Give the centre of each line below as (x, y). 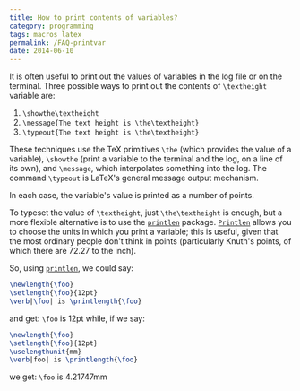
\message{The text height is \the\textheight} (111, 123)
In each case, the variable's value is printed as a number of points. (132, 195)
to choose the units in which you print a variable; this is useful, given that (144, 232)
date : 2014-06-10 (42, 51)
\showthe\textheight (60, 114)
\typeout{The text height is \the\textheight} (111, 133)
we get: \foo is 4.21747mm (58, 377)
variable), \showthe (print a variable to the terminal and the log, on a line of (146, 159)
